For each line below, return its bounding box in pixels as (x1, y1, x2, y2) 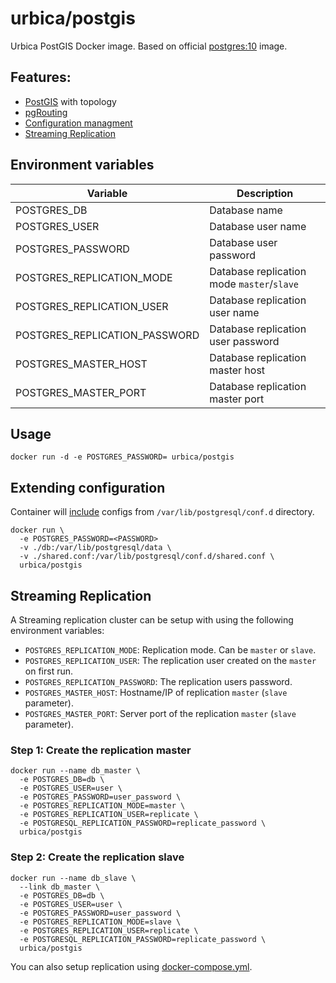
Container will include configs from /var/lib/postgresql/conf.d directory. (10, 506, 315, 518)
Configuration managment (24, 117, 133, 129)
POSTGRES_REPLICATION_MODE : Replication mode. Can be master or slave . (24, 644, 317, 656)
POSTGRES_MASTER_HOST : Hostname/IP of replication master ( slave (24, 687, 288, 698)
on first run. (24, 665, 74, 677)
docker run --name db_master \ (10, 766, 141, 776)
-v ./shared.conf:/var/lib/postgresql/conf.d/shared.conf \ (19, 552, 275, 562)
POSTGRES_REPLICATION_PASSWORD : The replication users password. (24, 676, 293, 687)
